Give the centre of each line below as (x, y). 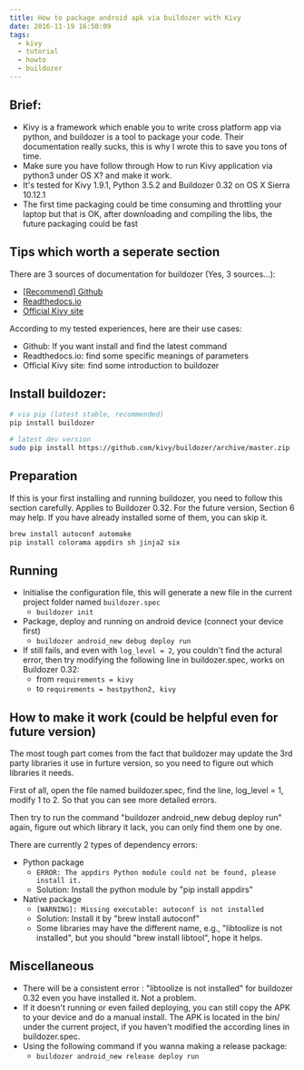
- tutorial (38, 52)
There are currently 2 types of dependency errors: (103, 844)
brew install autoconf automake (70, 534)
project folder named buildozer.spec (91, 602)
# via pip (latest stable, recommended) (87, 415)
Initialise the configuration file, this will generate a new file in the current (157, 593)
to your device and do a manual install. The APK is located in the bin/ (151, 1016)
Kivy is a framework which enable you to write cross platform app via (152, 127)
